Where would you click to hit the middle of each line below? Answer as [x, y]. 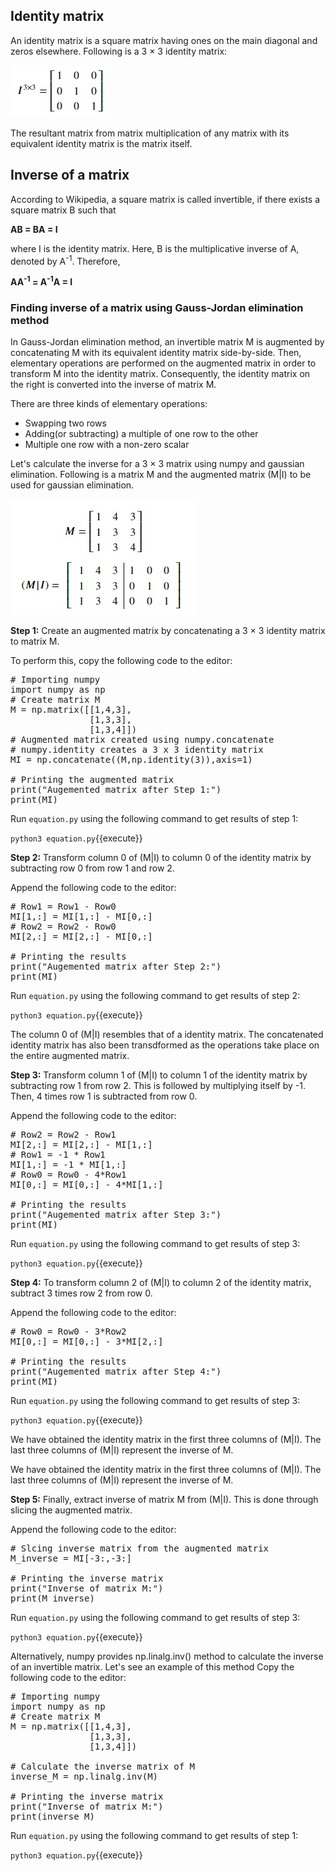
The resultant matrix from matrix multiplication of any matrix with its [150, 133]
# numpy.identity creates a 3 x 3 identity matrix [137, 750]
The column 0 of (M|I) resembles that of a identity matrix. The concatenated [167, 1035]
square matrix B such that [63, 210]
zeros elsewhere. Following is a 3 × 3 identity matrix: [119, 51]
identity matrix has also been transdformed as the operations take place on [165, 1045]
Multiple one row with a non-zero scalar [107, 445]
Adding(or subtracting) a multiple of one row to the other [141, 434]
